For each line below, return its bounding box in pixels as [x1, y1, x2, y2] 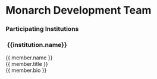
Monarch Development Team [5, 4, 152, 17]
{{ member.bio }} [5, 67, 47, 74]
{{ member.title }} [5, 61, 48, 68]
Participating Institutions [5, 25, 79, 33]
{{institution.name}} [7, 41, 68, 49]
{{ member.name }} [5, 54, 53, 61]
